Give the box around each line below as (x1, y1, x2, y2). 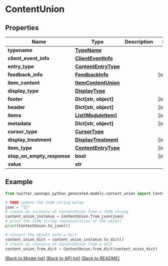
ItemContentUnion (74, 79, 120, 86)
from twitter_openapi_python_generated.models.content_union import (5, 191, 151, 196)
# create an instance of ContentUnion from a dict (5, 241, 113, 246)
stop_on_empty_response (7, 153, 70, 159)
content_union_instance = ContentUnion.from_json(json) (5, 214, 124, 219)
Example (5, 178, 33, 186)
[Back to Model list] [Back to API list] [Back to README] (5, 255, 120, 261)
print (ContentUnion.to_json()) (5, 223, 70, 228)
